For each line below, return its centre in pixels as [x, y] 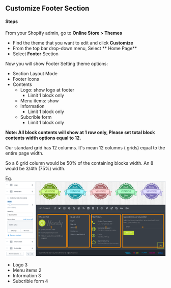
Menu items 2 [27, 270]
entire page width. [24, 153]
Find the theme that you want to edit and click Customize [73, 42]
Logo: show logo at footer [47, 90]
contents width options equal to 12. [43, 138]
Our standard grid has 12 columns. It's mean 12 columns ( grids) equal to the [85, 147]
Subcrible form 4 [30, 281]
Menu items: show [39, 101]
